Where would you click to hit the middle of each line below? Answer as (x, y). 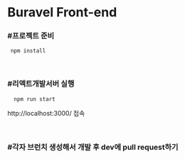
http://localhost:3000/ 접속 (46, 113)
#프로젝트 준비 (31, 36)
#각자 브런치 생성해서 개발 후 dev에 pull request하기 (93, 147)
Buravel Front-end (62, 12)
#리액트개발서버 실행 (41, 84)
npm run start (35, 99)
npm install (28, 51)
